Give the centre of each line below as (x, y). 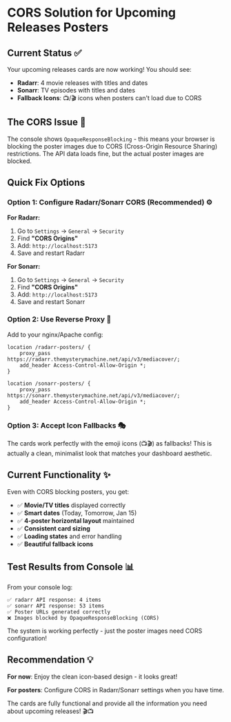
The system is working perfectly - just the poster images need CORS (105, 631)
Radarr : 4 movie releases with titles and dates (82, 83)
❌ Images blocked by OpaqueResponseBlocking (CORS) (83, 618)
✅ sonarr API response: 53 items (56, 606)
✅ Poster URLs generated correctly (59, 612)
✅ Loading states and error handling (69, 536)
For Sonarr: (24, 266)
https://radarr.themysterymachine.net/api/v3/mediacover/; (94, 359)
